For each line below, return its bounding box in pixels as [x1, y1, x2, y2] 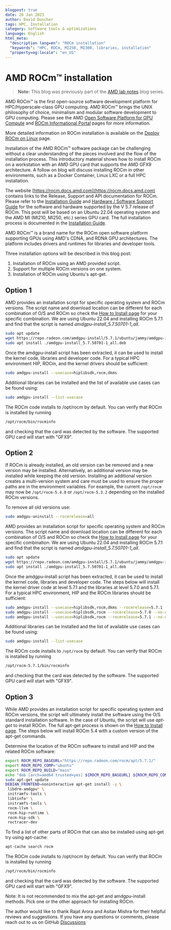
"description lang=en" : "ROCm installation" [10, 41, 106, 46]
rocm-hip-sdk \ [7, 815, 40, 820]
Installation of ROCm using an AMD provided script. [12, 260, 121, 267]
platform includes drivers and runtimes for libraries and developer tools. [5, 241, 156, 247]
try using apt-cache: [5, 834, 48, 840]
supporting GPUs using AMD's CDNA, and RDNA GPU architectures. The [5, 235, 158, 242]
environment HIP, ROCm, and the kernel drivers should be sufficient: [5, 360, 149, 366]
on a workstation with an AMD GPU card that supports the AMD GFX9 [5, 161, 152, 168]
